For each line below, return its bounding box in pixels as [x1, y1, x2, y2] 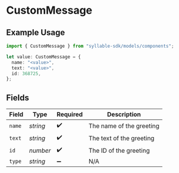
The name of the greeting [88, 122, 159, 130]
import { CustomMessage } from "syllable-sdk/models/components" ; [6, 43, 174, 49]
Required [56, 110, 83, 119]
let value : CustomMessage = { [6, 54, 81, 60]
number [29, 146, 51, 155]
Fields [6, 92, 30, 103]
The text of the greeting [88, 134, 155, 142]
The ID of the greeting [88, 146, 150, 155]
